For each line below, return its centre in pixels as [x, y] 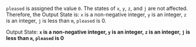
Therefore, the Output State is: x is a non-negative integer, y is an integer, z [97, 15]
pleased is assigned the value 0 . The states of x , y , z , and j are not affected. [97, 8]
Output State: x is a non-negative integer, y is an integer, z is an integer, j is [98, 32]
